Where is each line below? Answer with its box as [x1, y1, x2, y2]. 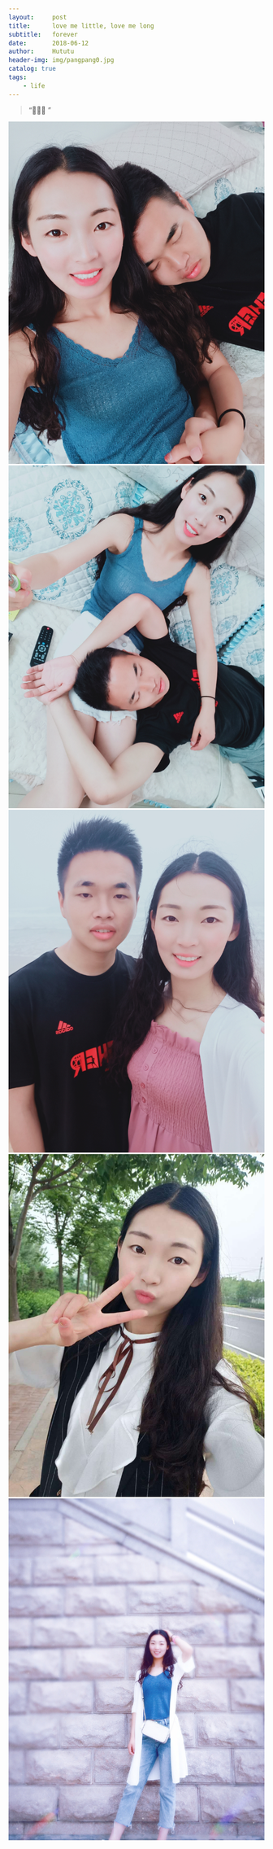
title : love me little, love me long [8, 21, 154, 30]
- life [23, 81, 45, 90]
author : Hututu [8, 47, 75, 56]
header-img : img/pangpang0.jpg [8, 56, 115, 64]
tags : [8, 73, 27, 81]
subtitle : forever [8, 30, 79, 38]
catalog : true [8, 65, 57, 73]
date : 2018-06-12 [8, 39, 89, 47]
